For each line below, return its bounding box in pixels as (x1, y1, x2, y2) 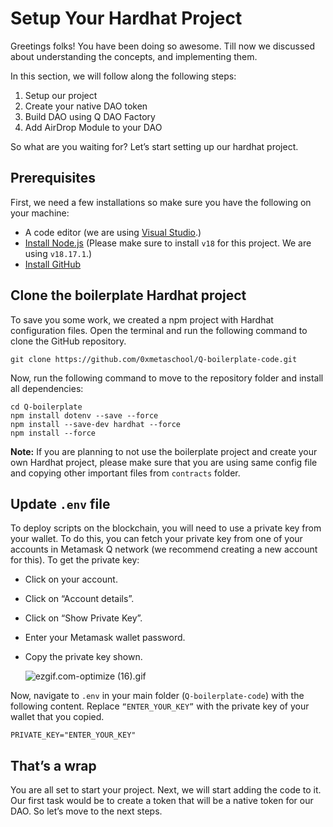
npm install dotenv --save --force (10, 410, 159, 421)
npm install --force (10, 428, 97, 438)
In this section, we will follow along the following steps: (10, 70, 237, 82)
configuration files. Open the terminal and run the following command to (10, 324, 308, 336)
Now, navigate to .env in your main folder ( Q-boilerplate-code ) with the (10, 690, 305, 702)
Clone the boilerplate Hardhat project (10, 287, 247, 304)
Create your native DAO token (24, 100, 148, 112)
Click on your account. (24, 573, 118, 586)
